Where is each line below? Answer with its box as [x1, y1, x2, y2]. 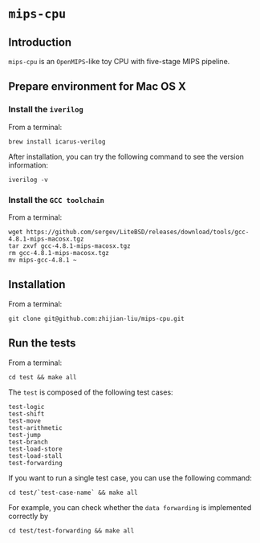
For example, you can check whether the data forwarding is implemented [8, 502, 252, 512]
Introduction [8, 35, 72, 49]
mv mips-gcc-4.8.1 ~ [8, 256, 78, 264]
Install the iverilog [8, 103, 84, 115]
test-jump [8, 431, 42, 439]
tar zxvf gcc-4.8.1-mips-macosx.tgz [8, 241, 131, 250]
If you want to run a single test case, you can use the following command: [8, 472, 253, 483]
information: [8, 160, 49, 170]
